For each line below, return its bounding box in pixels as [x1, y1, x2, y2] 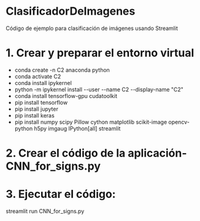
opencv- [167, 118, 190, 125]
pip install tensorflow [14, 99, 68, 106]
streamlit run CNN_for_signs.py [6, 208, 85, 215]
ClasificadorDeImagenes [6, 4, 136, 18]
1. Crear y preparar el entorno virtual [6, 46, 194, 60]
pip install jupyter [14, 105, 59, 113]
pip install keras [14, 111, 55, 119]
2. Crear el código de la [6, 146, 126, 160]
